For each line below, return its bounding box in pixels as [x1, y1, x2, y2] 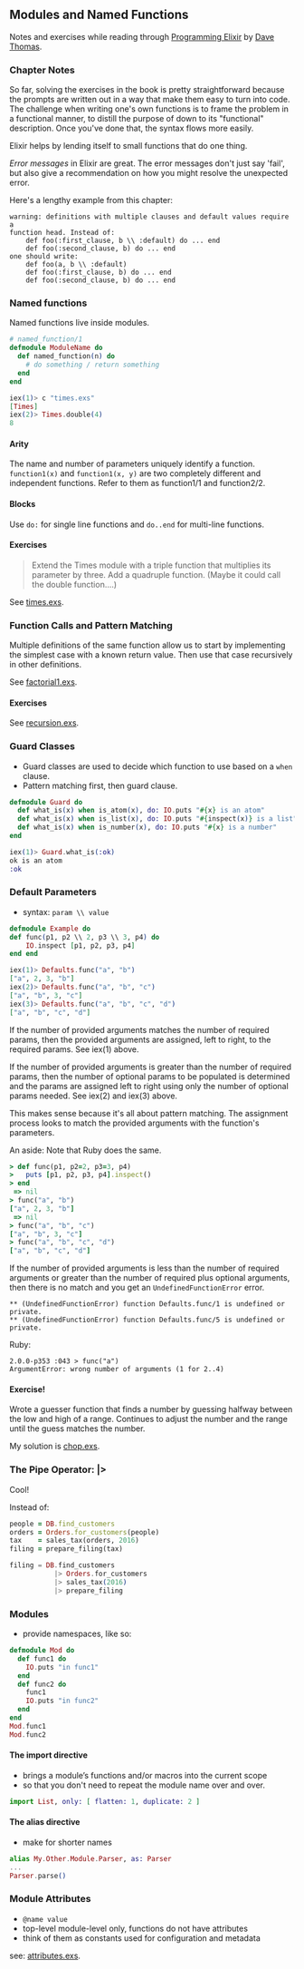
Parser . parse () [9, 1871, 67, 1880]
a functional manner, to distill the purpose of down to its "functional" [9, 113, 264, 124]
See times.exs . [9, 596, 64, 607]
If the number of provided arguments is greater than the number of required [9, 1061, 292, 1072]
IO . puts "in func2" [25, 1696, 100, 1706]
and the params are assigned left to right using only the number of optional [9, 1080, 290, 1091]
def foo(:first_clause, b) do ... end [25, 268, 172, 278]
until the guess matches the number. [9, 1423, 146, 1434]
